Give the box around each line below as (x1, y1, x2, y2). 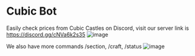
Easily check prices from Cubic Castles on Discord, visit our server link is (6, 24, 190, 32)
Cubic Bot (6, 4, 57, 18)
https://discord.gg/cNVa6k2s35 (6, 30, 86, 38)
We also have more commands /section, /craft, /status (6, 43, 142, 50)
